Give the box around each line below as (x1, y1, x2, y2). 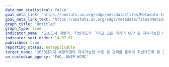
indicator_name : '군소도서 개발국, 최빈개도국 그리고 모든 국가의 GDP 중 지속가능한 (5, 31, 160, 36)
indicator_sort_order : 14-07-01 (5, 36, 73, 41)
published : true (5, 40, 39, 45)
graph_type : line (5, 26, 42, 31)
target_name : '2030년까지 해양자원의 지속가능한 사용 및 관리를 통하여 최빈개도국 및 (5, 49, 160, 54)
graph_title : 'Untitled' (5, 21, 57, 27)
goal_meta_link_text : (5, 17, 51, 22)
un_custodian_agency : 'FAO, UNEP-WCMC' (5, 54, 89, 59)
